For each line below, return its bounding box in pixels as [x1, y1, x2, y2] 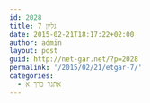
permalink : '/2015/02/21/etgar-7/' [9, 64, 143, 73]
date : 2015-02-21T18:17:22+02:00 [9, 30, 135, 39]
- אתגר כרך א [17, 80, 61, 89]
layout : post [9, 47, 58, 56]
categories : [9, 72, 54, 81]
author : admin [9, 38, 63, 47]
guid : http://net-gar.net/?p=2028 [9, 55, 139, 64]
